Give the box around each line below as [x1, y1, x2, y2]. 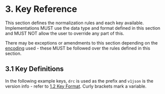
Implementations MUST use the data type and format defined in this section [5, 25, 161, 31]
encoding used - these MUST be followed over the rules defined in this [5, 45, 151, 51]
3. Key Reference [5, 3, 78, 15]
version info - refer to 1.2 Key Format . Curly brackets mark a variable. [5, 83, 147, 89]
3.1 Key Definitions [5, 65, 64, 73]
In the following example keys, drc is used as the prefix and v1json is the [5, 78, 154, 84]
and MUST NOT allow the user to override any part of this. [5, 30, 124, 36]
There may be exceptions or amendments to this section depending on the [5, 40, 158, 46]
